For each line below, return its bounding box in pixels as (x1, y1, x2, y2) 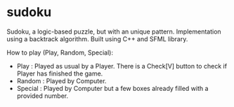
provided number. (16, 92, 69, 100)
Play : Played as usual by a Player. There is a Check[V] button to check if (16, 62, 228, 70)
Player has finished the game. (16, 69, 103, 78)
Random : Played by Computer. (16, 76, 107, 85)
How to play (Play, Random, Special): (6, 48, 114, 57)
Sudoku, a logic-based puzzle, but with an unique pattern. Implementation (6, 27, 222, 36)
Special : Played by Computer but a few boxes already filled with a (16, 84, 209, 92)
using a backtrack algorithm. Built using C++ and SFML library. (6, 34, 188, 43)
